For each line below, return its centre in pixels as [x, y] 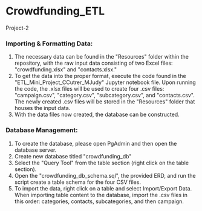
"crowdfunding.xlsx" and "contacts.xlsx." [66, 70]
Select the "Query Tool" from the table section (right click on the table [101, 163]
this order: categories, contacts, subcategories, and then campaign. [99, 201]
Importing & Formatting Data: [49, 44]
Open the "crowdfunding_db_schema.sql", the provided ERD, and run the [105, 175]
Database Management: [42, 130]
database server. [35, 150]
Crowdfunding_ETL [55, 11]
